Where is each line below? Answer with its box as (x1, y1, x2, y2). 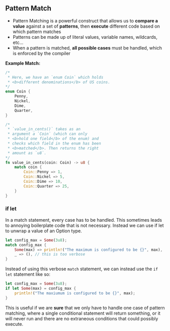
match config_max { (5, 242, 47, 247)
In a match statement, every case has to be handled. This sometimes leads (5, 217, 162, 223)
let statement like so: (5, 271, 51, 277)
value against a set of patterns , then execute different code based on (12, 23, 160, 29)
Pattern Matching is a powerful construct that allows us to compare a (12, 17, 158, 23)
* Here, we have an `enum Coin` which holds (7, 75, 103, 80)
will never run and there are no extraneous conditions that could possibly (5, 315, 159, 321)
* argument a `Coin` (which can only (7, 131, 88, 137)
